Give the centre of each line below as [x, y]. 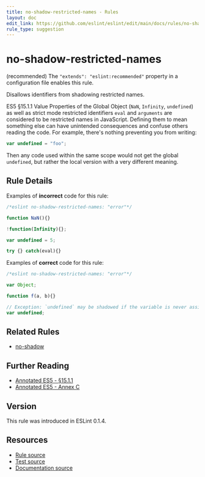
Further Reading [38, 365]
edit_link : [20, 23]
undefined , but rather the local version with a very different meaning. [92, 162]
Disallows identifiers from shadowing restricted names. [75, 95]
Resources [27, 440]
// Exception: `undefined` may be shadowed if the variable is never [97, 307]
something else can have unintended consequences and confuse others [97, 126]
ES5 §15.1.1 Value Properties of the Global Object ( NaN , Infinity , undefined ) [100, 106]
